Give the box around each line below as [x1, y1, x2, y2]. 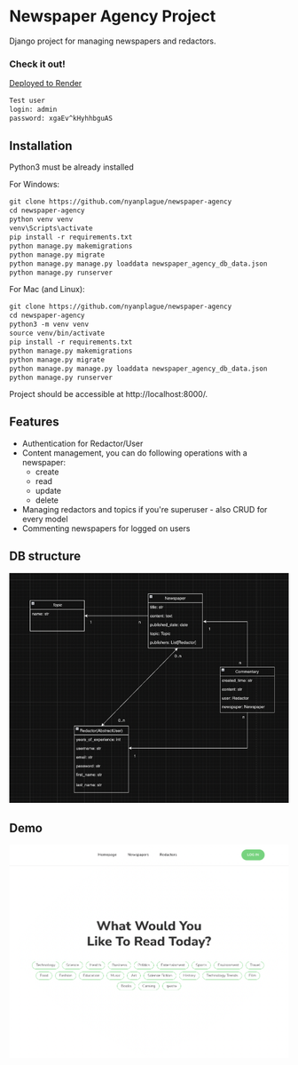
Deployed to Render [9, 78, 82, 89]
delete [35, 495, 59, 505]
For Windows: [9, 179, 60, 190]
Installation [9, 138, 73, 153]
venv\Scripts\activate [9, 224, 93, 233]
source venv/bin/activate [9, 329, 105, 338]
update [35, 485, 62, 496]
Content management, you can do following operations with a [21, 447, 248, 458]
